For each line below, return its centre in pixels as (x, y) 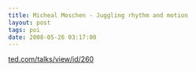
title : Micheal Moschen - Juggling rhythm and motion (98, 15)
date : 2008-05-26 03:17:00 (52, 37)
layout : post (30, 23)
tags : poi (24, 30)
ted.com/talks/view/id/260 (51, 59)
